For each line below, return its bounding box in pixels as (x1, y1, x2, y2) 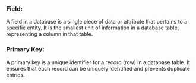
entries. (6, 71, 25, 78)
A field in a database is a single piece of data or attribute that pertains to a (6, 18, 188, 25)
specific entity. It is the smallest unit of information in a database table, (6, 24, 179, 31)
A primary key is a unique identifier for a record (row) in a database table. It (6, 58, 190, 66)
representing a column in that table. (6, 31, 93, 38)
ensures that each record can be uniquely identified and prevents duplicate (6, 65, 190, 72)
